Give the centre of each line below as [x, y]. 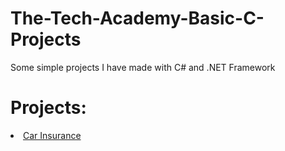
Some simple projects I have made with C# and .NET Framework [143, 67]
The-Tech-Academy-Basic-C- [137, 18]
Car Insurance [52, 135]
